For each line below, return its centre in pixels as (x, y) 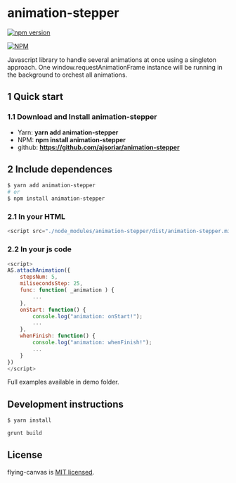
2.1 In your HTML (36, 216)
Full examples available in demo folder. (63, 382)
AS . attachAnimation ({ (39, 270)
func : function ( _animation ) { (67, 290)
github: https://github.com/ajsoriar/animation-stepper (99, 147)
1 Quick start (35, 97)
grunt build (25, 433)
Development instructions (66, 404)
